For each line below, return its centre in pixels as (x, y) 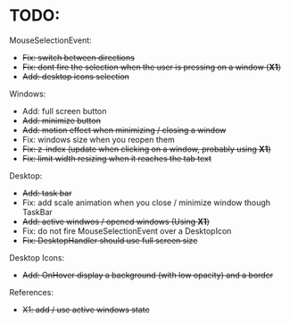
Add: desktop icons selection (75, 76)
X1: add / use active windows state (86, 310)
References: (31, 292)
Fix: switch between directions (79, 57)
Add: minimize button (61, 120)
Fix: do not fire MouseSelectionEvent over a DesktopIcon (127, 231)
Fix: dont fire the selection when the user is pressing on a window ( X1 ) (151, 67)
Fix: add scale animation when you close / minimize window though (146, 203)
